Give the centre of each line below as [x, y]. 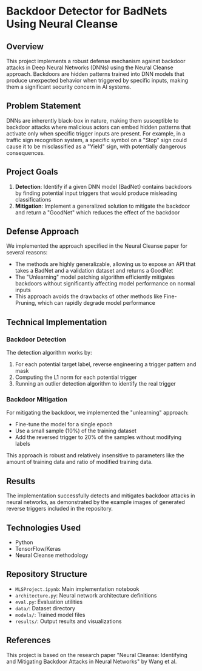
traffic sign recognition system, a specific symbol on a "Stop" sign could [96, 140]
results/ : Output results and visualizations [69, 621]
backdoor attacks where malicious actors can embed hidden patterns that [99, 127]
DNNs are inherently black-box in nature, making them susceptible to [93, 120]
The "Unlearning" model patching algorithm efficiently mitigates [95, 277]
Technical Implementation [57, 322]
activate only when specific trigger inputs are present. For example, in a [96, 133]
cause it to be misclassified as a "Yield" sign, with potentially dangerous [96, 146]
